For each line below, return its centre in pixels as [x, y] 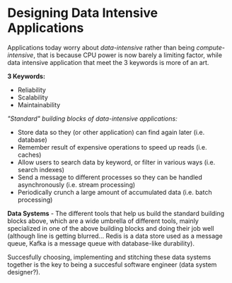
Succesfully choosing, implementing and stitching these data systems [109, 257]
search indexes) [41, 169]
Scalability [33, 97]
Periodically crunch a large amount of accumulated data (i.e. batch [115, 192]
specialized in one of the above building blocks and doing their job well [111, 228]
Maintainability [39, 104]
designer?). [24, 272]
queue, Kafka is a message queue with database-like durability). [101, 243]
